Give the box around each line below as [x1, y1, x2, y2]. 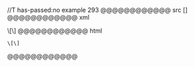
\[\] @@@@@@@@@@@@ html [7, 27, 103, 35]
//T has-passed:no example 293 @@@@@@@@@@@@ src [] [7, 6, 188, 14]
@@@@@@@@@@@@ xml [7, 13, 90, 21]
